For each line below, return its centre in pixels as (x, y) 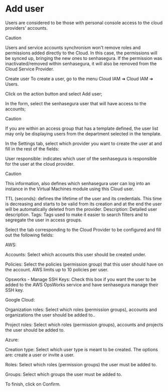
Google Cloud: (20, 299)
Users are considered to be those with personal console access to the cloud (84, 23)
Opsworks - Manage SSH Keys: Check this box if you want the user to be (81, 279)
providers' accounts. (27, 28)
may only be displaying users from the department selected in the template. (83, 133)
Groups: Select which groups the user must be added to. (64, 374)
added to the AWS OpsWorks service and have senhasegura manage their (82, 284)
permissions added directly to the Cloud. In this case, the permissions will (81, 53)
